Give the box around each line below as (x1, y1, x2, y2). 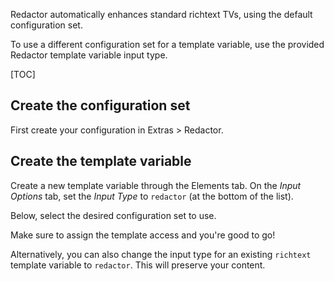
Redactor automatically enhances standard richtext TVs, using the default (10, 9, 313, 20)
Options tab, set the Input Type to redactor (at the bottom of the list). (10, 190, 294, 202)
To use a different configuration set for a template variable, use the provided (10, 39, 325, 50)
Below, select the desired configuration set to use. (10, 209, 217, 221)
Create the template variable (10, 153, 192, 170)
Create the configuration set (10, 97, 191, 114)
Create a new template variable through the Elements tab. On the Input (10, 179, 302, 191)
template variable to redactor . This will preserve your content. (10, 259, 266, 271)
